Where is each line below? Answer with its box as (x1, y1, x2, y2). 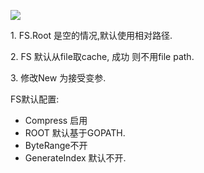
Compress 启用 (24, 115, 88, 126)
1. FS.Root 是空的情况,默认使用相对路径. (10, 30, 173, 41)
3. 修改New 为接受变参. (10, 72, 107, 84)
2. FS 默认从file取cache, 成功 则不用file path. (10, 51, 195, 62)
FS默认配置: (10, 93, 60, 105)
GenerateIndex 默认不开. (24, 152, 127, 164)
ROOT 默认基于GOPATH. (24, 127, 126, 139)
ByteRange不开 (24, 140, 88, 151)
